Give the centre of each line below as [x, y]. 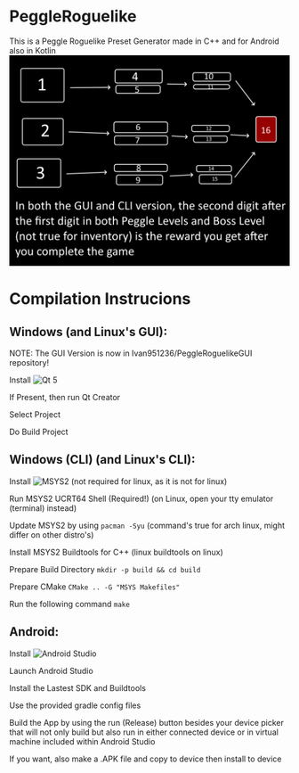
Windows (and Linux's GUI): [88, 332]
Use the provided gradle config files [75, 705]
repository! [29, 362]
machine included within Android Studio [82, 741]
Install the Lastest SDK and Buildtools [78, 687]
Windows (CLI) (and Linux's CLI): [102, 460]
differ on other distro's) [52, 535]
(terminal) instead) [43, 508]
